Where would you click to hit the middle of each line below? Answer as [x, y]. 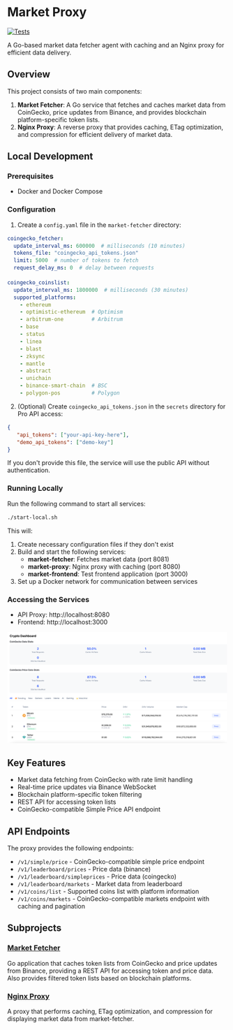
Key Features [37, 763]
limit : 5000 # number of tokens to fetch [76, 260]
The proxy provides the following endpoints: [70, 848]
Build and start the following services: [72, 552]
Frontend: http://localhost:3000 [62, 621]
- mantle [32, 364]
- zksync [32, 356]
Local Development [50, 157]
